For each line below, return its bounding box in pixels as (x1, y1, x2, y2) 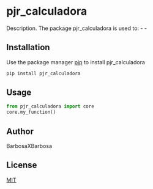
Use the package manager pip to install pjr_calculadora (6, 58, 146, 65)
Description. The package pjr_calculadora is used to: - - (6, 24, 147, 32)
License (6, 160, 37, 171)
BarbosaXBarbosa (6, 143, 53, 149)
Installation (6, 42, 50, 53)
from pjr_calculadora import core (6, 103, 95, 109)
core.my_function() (6, 109, 56, 116)
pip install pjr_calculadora (6, 70, 81, 76)
